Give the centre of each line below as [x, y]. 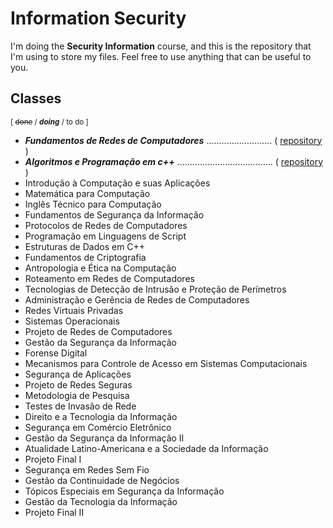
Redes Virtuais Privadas [74, 310]
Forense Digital [56, 353]
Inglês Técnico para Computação [93, 204]
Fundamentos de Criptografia [85, 257]
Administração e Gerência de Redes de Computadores [137, 299]
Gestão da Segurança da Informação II [104, 438]
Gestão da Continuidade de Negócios [102, 480]
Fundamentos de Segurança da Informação [114, 214]
